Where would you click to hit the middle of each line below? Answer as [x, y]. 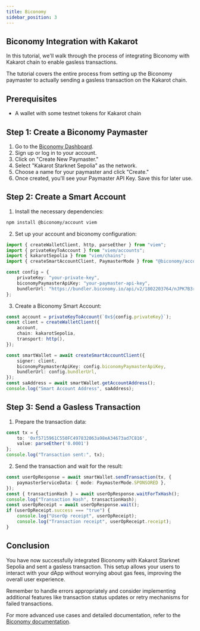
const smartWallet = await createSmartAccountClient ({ [76, 355]
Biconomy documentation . [38, 621]
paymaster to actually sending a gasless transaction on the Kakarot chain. [97, 80]
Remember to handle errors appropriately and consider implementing [91, 591]
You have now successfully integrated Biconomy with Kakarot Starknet [93, 560]
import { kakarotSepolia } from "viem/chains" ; [66, 256]
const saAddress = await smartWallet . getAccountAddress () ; [81, 383]
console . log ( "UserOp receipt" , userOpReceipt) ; [77, 516]
